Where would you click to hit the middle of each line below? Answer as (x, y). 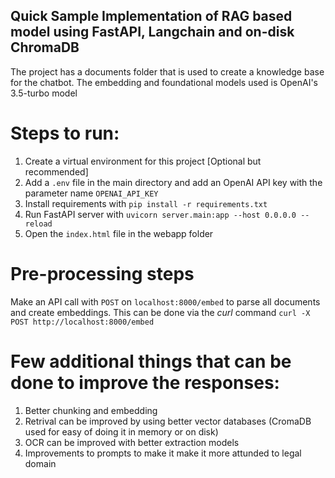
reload (38, 224)
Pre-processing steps (102, 273)
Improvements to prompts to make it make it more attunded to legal (163, 453)
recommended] (56, 171)
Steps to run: (65, 133)
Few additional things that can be (151, 361)
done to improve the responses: (145, 382)
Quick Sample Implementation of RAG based (151, 16)
